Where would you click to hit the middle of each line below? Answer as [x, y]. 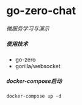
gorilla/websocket [38, 66]
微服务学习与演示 [28, 28]
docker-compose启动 [34, 81]
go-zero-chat [41, 11]
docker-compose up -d [34, 96]
